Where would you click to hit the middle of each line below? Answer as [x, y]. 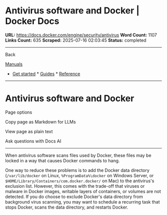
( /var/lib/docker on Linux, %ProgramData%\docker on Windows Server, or [80, 175]
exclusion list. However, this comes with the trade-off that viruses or [75, 186]
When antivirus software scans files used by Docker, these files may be [78, 155]
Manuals [14, 64]
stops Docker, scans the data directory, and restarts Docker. [67, 207]
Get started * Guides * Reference [46, 73]
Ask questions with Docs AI [33, 141]
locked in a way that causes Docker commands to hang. [63, 160]
